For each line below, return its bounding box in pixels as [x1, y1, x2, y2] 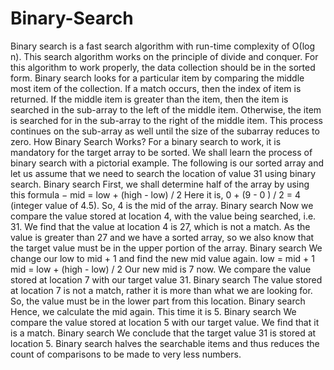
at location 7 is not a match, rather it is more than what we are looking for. [10, 284, 313, 296]
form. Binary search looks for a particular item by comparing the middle [10, 72, 305, 84]
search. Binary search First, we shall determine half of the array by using [10, 178, 310, 190]
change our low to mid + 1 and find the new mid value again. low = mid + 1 [10, 252, 315, 264]
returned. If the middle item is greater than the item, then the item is [10, 93, 289, 105]
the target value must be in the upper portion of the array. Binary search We [10, 242, 323, 254]
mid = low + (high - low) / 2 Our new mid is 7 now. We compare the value [10, 263, 312, 275]
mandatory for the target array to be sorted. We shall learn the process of [10, 146, 313, 158]
